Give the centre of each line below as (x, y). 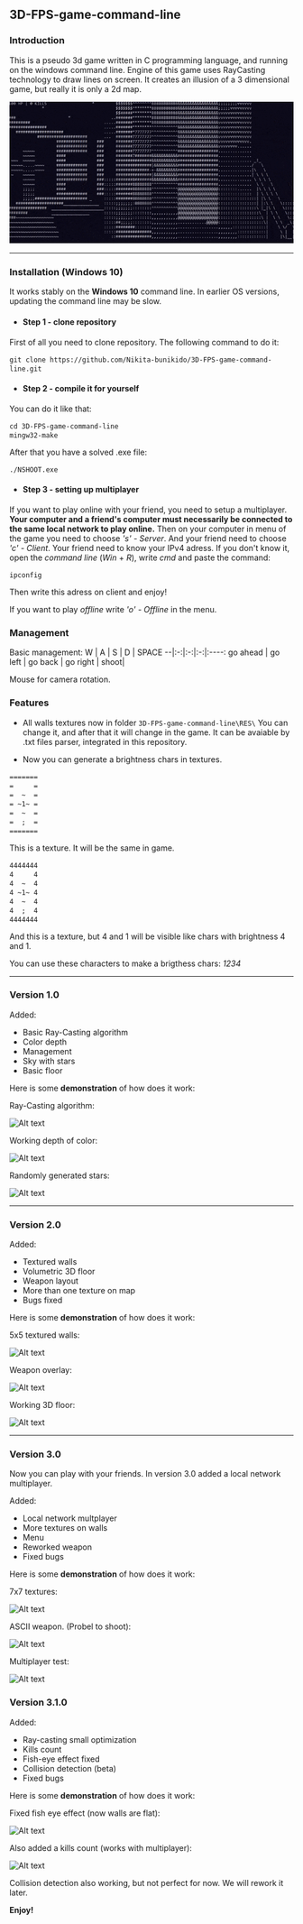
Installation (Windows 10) (66, 272)
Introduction (37, 41)
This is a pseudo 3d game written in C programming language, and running (149, 60)
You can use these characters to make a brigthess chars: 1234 (125, 963)
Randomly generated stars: (60, 1175)
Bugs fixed (42, 1300)
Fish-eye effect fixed (61, 1759)
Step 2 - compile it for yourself (81, 389)
